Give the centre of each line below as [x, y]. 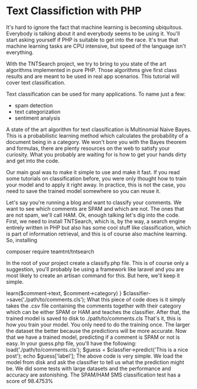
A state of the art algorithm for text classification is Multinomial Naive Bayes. [99, 129]
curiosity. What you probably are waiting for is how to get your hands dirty [96, 154]
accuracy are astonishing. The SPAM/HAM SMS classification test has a [93, 375]
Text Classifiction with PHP [74, 11]
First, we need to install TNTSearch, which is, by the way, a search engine [96, 221]
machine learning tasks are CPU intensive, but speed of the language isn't [96, 46]
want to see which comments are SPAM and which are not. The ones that [95, 208]
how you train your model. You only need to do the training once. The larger [98, 324]
